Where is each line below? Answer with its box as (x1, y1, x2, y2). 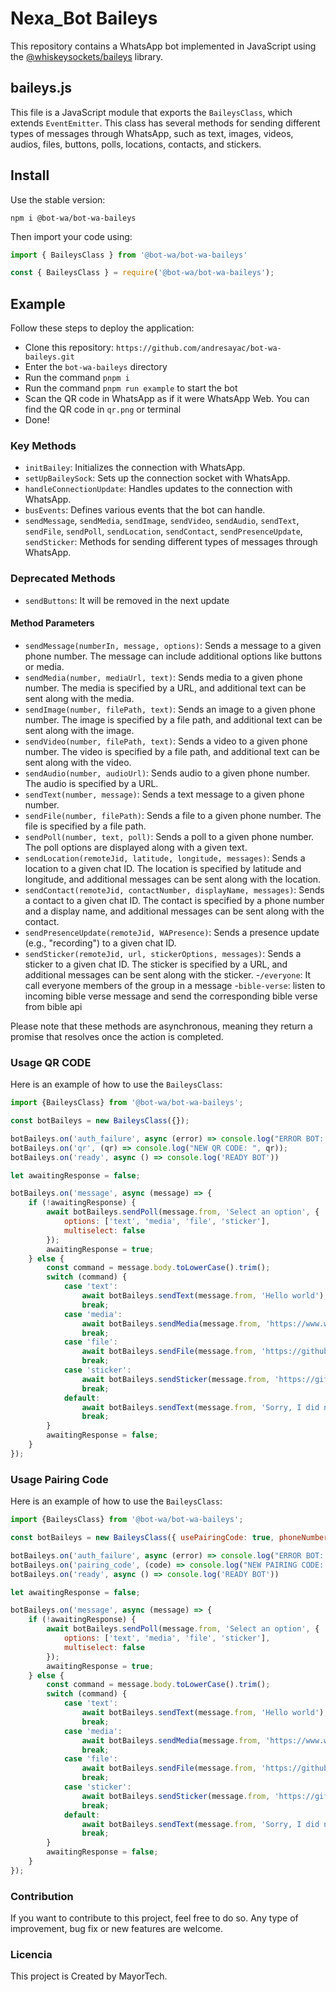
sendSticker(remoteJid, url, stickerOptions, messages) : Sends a (24, 947, 302, 959)
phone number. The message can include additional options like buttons (24, 650, 323, 662)
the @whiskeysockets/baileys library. (10, 50, 164, 62)
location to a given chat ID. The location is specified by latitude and (24, 862, 302, 874)
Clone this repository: (24, 342, 114, 354)
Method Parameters (10, 617, 95, 629)
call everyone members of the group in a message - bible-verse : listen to (24, 979, 326, 991)
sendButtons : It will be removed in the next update (24, 594, 230, 606)
